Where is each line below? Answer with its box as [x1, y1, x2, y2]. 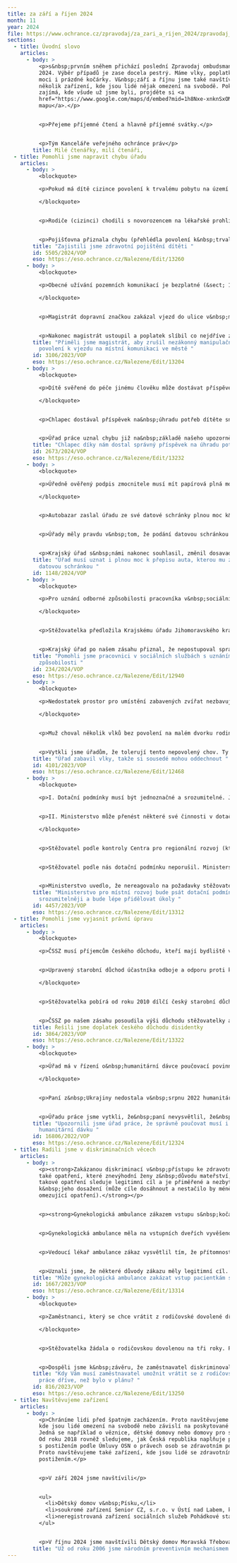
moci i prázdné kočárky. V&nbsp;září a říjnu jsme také [38, 76, 207, 83]
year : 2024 [7, 23, 39, 30]
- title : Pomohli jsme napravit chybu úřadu [13, 153, 147, 160]
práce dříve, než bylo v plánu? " [38, 1377, 140, 1384]
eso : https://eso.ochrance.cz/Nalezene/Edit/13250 [32, 1390, 185, 1397]
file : [7, 30, 23, 37]
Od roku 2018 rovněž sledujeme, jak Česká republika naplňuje [38, 1436, 226, 1443]
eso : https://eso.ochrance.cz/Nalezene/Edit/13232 [32, 454, 185, 461]
